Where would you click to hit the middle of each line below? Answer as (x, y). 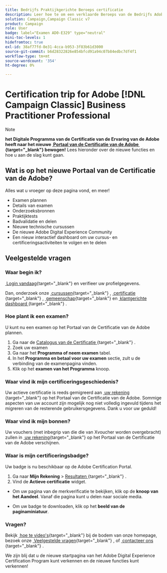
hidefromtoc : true (24, 42)
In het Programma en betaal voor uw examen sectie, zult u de (76, 358)
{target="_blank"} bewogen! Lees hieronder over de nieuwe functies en (80, 150)
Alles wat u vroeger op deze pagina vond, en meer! (58, 191)
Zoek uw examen (30, 348)
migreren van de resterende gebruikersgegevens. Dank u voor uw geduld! (81, 408)
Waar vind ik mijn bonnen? (38, 421)
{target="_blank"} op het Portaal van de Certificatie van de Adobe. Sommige (83, 398)
